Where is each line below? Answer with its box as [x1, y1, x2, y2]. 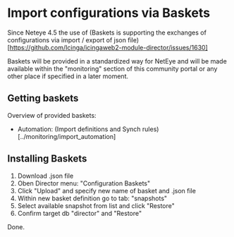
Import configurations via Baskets [7, 5, 211, 21]
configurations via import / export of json [7, 35, 127, 44]
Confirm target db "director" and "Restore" [17, 209, 142, 217]
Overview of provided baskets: [7, 111, 97, 119]
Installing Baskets [7, 153, 87, 165]
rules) [142, 125, 159, 133]
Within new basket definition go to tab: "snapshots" [17, 194, 168, 202]
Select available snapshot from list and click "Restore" [17, 201, 175, 209]
